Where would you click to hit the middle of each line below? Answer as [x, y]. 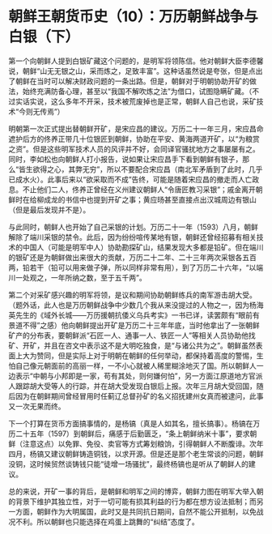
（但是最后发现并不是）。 [49, 209]
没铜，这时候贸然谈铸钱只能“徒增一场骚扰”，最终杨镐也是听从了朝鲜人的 [129, 464]
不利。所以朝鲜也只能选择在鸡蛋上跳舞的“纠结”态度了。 [107, 521]
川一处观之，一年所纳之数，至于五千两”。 [78, 277]
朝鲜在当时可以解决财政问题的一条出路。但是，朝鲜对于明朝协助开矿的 [132, 81]
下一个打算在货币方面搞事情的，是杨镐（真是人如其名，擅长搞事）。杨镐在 [131, 423]
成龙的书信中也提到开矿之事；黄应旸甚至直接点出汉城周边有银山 [150, 199]
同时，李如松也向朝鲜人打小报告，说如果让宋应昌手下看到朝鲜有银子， [125, 159]
